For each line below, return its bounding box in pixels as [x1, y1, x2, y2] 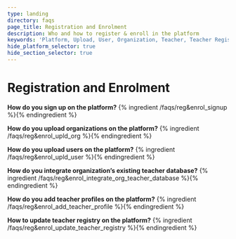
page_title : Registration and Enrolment [7, 23, 128, 30]
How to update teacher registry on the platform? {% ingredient [7, 216, 192, 224]
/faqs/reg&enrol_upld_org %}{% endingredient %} [7, 131, 152, 140]
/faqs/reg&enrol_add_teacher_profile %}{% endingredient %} [7, 202, 185, 211]
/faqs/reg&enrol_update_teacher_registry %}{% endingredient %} [7, 223, 197, 232]
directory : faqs [7, 17, 55, 24]
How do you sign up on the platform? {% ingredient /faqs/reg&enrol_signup [7, 103, 228, 111]
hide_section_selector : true [7, 50, 93, 57]
